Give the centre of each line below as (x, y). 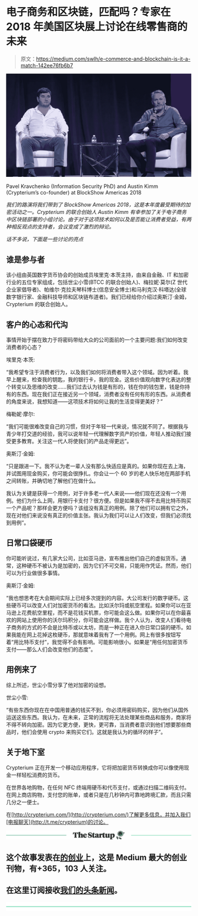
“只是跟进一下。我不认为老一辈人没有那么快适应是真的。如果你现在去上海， (98, 466)
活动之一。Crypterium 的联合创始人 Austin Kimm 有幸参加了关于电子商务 (99, 212)
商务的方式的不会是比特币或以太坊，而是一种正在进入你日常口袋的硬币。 (98, 627)
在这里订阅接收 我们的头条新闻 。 (64, 890)
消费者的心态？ (24, 347)
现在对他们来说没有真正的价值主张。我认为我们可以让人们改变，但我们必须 (96, 515)
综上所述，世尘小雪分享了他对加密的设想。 (58, 685)
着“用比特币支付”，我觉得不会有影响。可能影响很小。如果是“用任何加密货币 (97, 642)
